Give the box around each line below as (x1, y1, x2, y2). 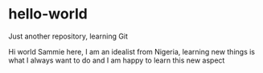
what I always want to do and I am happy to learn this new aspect (8, 55, 225, 65)
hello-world (8, 5, 88, 23)
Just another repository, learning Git (8, 31, 129, 41)
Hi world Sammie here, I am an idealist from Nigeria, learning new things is (8, 47, 256, 56)
